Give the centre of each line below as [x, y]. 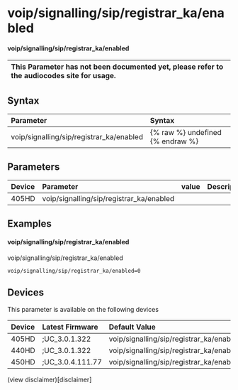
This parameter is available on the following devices [83, 310]
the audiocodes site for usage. [63, 76]
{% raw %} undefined [186, 133]
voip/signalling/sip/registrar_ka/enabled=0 [74, 271]
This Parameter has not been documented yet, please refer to [117, 67]
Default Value [132, 327]
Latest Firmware [70, 327]
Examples [29, 224]
